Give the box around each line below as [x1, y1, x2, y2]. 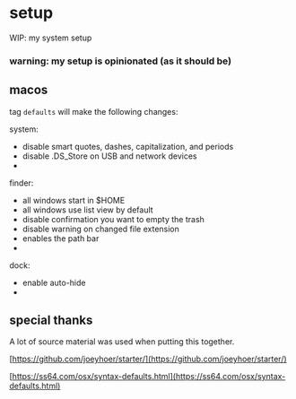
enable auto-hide [22, 277, 86, 288]
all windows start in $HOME [22, 195, 126, 205]
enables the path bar [22, 232, 100, 244]
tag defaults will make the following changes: [9, 106, 178, 117]
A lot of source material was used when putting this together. [9, 336, 235, 347]
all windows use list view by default [22, 204, 154, 215]
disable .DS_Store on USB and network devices [22, 151, 197, 161]
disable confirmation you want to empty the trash [22, 213, 205, 224]
